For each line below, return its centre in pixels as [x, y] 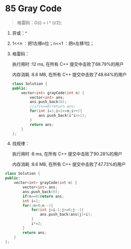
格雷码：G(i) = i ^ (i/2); [39, 22]
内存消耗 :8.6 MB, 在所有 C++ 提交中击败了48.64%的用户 [69, 74]
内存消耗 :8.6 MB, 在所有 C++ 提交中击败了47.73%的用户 [69, 165]
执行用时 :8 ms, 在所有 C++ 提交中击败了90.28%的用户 [67, 154]
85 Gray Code [33, 9]
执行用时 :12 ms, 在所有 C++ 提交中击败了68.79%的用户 [68, 64]
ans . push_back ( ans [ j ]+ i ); [66, 215]
